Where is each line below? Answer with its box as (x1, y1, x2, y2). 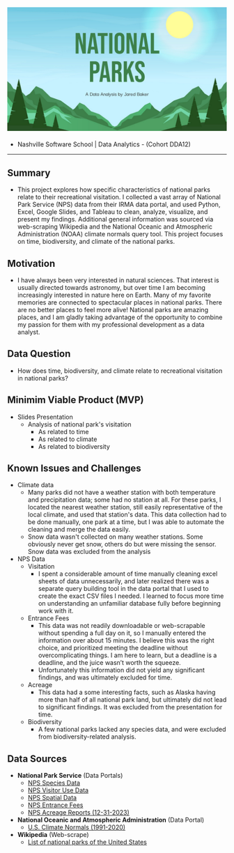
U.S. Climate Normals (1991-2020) (27, 823, 126, 831)
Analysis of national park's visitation (27, 420, 132, 429)
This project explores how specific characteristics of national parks (17, 185, 211, 194)
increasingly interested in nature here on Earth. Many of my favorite (17, 291, 211, 299)
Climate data (17, 481, 54, 489)
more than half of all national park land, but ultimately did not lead (38, 696, 227, 704)
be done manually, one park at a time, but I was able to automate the (27, 518, 225, 526)
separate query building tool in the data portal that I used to (38, 585, 209, 593)
